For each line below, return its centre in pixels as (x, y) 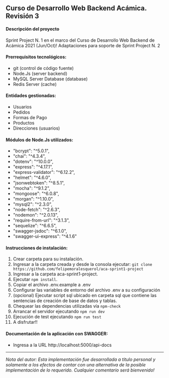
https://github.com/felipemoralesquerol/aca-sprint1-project (78, 269)
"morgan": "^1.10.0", (33, 199)
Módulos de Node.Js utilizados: (39, 140)
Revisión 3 (22, 16)
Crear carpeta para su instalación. (48, 259)
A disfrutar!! (25, 322)
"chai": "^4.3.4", (29, 156)
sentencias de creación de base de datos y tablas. (65, 301)
